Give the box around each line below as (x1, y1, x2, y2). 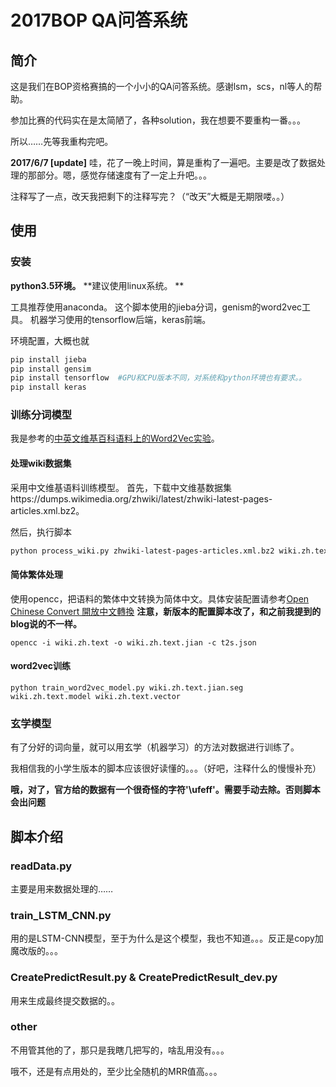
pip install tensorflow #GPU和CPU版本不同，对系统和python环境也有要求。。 (10, 373, 307, 383)
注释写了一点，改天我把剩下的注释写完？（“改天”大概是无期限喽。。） (10, 191, 290, 202)
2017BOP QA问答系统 (10, 9, 188, 32)
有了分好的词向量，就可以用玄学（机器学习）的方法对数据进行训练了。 (10, 741, 300, 753)
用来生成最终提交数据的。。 (10, 994, 120, 1006)
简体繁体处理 (10, 569, 63, 581)
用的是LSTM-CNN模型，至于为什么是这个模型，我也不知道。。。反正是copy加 (10, 932, 324, 945)
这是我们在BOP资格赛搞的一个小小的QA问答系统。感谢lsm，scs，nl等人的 (10, 81, 314, 92)
